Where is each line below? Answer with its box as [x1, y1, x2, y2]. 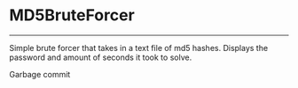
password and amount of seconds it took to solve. [9, 52, 192, 62]
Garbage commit [9, 69, 71, 79]
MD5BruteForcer [9, 5, 135, 26]
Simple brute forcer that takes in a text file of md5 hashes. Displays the [9, 42, 269, 53]
